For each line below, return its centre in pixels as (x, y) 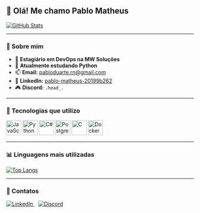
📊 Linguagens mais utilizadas (50, 155)
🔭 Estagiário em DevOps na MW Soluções (67, 59)
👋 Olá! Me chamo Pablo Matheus (68, 11)
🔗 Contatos (23, 191)
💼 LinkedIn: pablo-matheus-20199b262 (63, 81)
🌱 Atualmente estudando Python (56, 65)
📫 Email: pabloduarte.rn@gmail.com (60, 73)
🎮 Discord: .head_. (39, 87)
